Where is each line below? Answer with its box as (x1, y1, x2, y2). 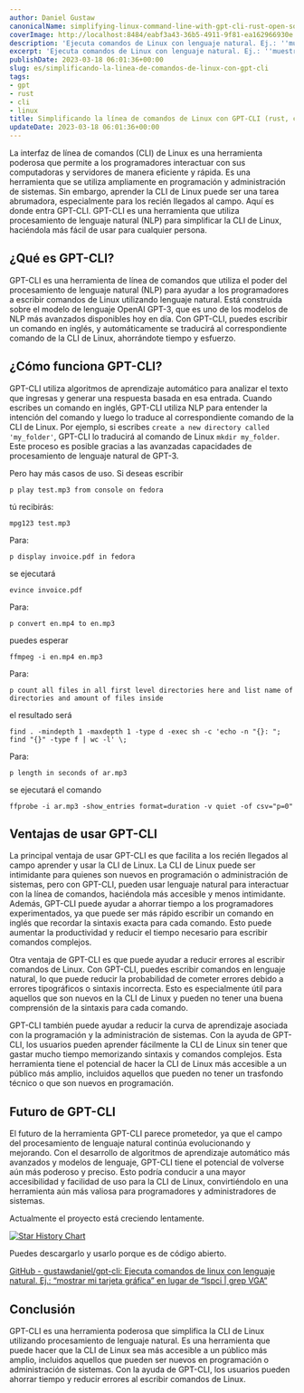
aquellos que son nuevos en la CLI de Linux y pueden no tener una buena (9, 993, 283, 1004)
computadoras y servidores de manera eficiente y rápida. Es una (9, 167, 251, 178)
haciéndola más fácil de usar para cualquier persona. (9, 225, 208, 235)
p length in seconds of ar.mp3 (9, 768, 128, 777)
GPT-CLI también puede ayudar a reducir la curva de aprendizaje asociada (9, 1020, 288, 1031)
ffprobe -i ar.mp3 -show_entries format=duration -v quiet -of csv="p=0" (9, 802, 294, 811)
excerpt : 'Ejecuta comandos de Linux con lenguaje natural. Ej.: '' (9, 47, 273, 56)
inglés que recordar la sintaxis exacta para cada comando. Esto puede (9, 917, 272, 928)
